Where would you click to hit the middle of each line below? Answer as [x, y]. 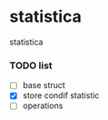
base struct [44, 85]
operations [43, 105]
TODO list [31, 65]
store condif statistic [61, 95]
